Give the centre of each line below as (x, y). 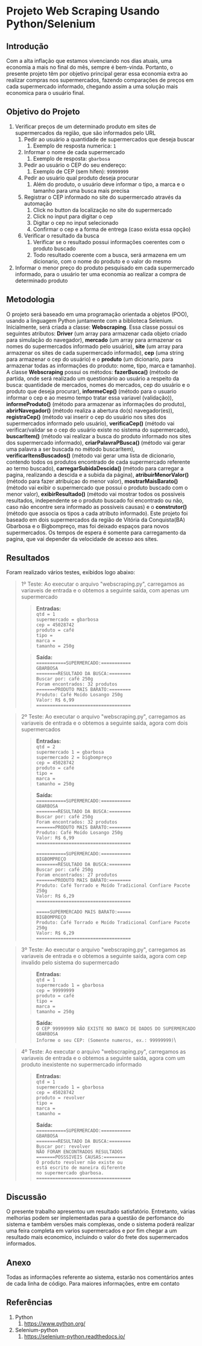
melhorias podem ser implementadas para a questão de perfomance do (96, 1218)
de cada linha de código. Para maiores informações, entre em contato (93, 1284)
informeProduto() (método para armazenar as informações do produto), (96, 404)
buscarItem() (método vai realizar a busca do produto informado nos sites (99, 436)
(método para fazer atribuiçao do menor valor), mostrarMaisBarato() (92, 481)
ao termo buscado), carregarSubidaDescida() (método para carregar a (95, 468)
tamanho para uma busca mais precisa (81, 190)
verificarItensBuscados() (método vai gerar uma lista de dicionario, (91, 455)
